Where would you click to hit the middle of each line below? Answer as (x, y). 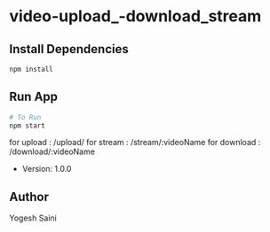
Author (29, 197)
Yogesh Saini (33, 218)
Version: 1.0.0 (47, 169)
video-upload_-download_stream (135, 16)
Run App (34, 97)
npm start (28, 126)
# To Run (25, 117)
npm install (31, 69)
